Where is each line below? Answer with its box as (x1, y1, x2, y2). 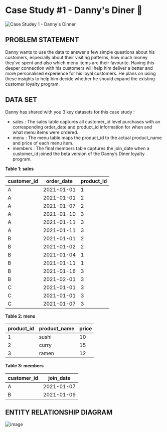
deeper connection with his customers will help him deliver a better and (5, 65, 153, 71)
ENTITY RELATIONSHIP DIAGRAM (5, 408, 113, 416)
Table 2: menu (5, 313, 36, 319)
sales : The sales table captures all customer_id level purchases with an (12, 118, 160, 124)
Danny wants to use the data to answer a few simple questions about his (5, 49, 155, 55)
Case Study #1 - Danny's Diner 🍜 (5, 5, 143, 16)
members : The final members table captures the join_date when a (12, 145, 149, 151)
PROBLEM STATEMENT (5, 36, 79, 44)
